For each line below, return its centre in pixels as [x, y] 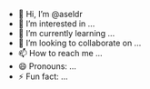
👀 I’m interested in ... [56, 24]
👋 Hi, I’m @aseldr [50, 14]
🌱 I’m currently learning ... [66, 33]
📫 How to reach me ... [60, 53]
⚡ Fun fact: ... [43, 76]
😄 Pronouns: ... [47, 66]
